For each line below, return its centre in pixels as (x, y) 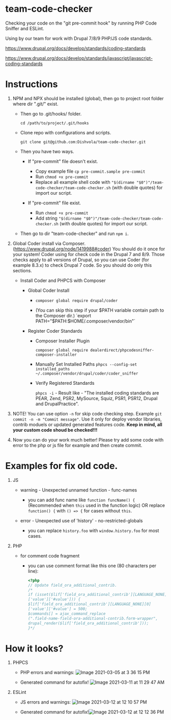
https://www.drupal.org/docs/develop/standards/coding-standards (76, 48)
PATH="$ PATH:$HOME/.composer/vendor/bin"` (85, 321)
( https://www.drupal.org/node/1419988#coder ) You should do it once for (89, 249)
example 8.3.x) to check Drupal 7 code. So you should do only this (82, 265)
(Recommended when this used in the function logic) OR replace (96, 505)
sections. (22, 270)
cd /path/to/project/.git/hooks (54, 123)
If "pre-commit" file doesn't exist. (63, 161)
